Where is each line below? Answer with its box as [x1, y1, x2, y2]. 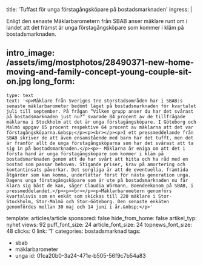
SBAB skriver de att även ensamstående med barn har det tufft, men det [6, 135, 194, 141]
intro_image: [6, 48, 55, 58]
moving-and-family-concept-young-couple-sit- [6, 67, 192, 77]
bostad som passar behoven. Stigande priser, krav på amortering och [6, 161, 186, 167]
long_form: [33, 76, 75, 87]
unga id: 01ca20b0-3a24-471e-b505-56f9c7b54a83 [15, 252, 147, 259]
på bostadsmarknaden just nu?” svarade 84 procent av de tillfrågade [6, 113, 186, 119]
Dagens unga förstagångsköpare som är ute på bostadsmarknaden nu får [6, 177, 188, 183]
